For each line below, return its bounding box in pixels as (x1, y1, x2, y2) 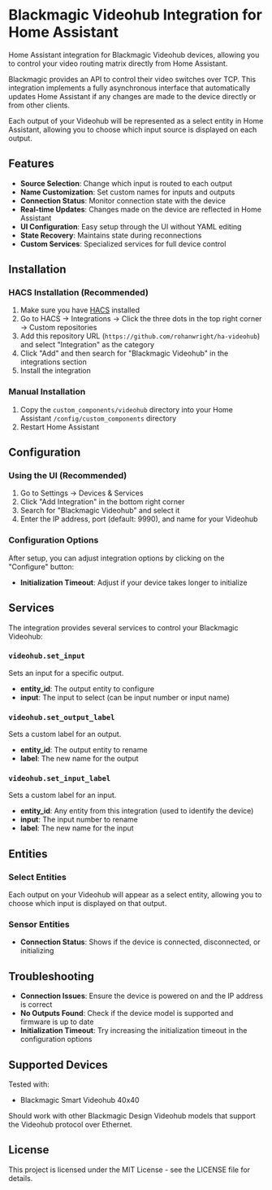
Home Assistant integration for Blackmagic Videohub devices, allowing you (8, 50, 260, 59)
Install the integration (19, 366, 92, 376)
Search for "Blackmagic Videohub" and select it (19, 506, 180, 516)
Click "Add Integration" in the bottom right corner (19, 497, 185, 507)
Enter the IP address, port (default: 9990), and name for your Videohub (19, 514, 258, 524)
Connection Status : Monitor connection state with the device (19, 195, 226, 205)
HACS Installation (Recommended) (8, 287, 149, 299)
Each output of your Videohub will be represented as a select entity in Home (8, 116, 264, 125)
